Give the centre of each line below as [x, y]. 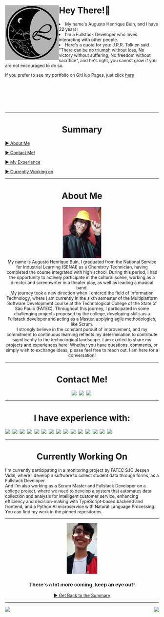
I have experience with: [82, 418]
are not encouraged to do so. [34, 66]
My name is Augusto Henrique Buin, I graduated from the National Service [82, 262]
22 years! [68, 29]
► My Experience [23, 162]
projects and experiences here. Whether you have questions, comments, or [82, 345]
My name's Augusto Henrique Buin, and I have [112, 24]
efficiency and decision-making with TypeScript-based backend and [74, 501]
